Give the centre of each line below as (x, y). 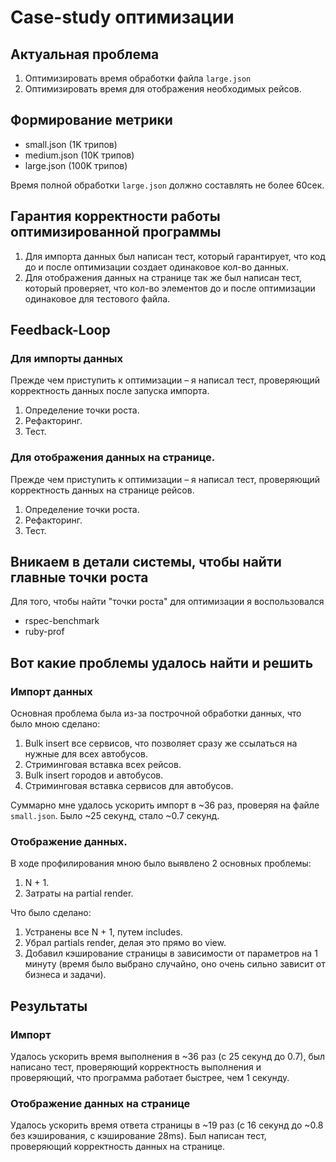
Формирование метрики (91, 120)
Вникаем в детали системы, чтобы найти (146, 562)
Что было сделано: (51, 913)
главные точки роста (79, 577)
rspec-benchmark (62, 621)
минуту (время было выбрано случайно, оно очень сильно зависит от (175, 964)
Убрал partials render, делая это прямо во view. (125, 943)
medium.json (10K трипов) (79, 155)
